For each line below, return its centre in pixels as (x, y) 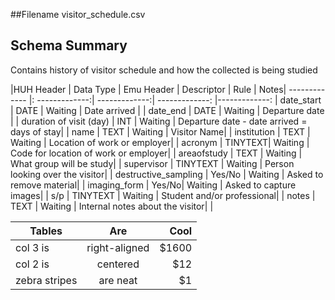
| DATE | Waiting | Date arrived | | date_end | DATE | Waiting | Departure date (167, 110)
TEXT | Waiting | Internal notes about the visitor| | (112, 206)
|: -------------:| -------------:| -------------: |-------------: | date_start (175, 100)
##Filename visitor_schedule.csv (78, 14)
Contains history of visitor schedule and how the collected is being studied (164, 70)
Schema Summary (69, 45)
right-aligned (118, 247)
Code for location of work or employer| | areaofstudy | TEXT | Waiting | (156, 153)
